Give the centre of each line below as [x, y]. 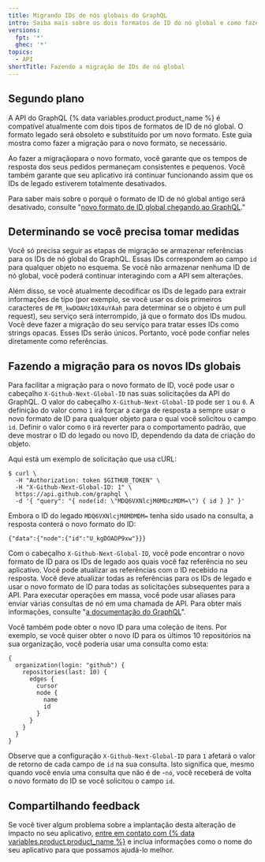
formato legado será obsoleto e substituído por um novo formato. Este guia [130, 134]
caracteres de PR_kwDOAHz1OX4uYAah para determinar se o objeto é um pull [127, 308]
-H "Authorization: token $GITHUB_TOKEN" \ [88, 481]
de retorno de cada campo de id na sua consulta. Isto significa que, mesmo [131, 764]
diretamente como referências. [58, 341]
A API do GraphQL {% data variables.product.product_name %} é [114, 118]
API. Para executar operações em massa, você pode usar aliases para [122, 595]
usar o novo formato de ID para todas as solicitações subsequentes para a [129, 587]
